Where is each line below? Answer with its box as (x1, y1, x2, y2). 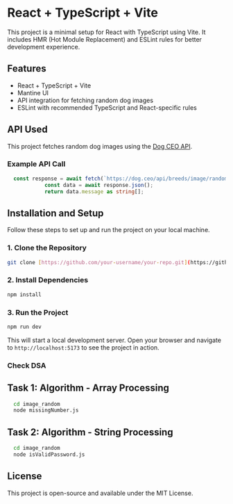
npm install (7, 291, 42, 298)
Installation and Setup (7, 207, 104, 219)
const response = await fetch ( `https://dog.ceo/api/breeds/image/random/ (13, 175, 231, 182)
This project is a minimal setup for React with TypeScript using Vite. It (7, 28, 206, 36)
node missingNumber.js (13, 407, 79, 414)
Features (7, 63, 46, 74)
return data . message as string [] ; (44, 188, 144, 195)
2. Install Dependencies (7, 275, 89, 285)
